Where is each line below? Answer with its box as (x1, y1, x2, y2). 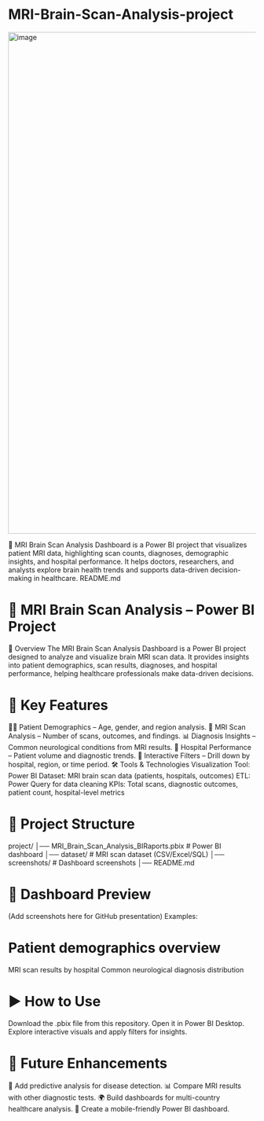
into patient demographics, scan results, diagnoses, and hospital (8, 660, 218, 670)
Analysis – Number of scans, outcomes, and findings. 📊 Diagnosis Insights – (8, 731, 256, 741)
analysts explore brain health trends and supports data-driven (8, 564, 209, 575)
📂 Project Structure (8, 815, 135, 832)
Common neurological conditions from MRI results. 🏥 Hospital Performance (8, 742, 251, 752)
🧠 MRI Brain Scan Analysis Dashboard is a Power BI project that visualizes (8, 540, 247, 549)
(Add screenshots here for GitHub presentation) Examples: (8, 911, 198, 921)
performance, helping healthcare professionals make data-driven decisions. (8, 668, 254, 678)
